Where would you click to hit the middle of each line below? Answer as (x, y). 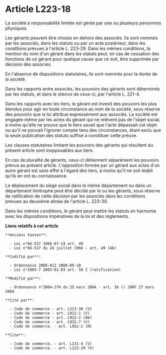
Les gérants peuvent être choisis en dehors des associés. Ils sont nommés (82, 38)
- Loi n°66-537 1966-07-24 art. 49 (46, 244)
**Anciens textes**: (27, 235)
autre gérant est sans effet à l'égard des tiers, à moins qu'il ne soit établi (79, 171)
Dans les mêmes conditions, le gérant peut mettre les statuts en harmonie (81, 211)
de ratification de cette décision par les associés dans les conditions (75, 196)
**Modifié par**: (23, 278)
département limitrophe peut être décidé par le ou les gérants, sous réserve (83, 190)
